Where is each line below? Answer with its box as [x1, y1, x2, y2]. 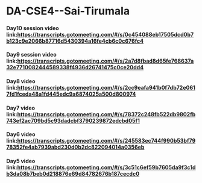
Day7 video [6, 104, 35, 111]
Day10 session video [6, 24, 59, 31]
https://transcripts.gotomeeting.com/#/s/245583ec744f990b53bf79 [17, 137, 196, 144]
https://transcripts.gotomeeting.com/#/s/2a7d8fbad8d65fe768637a [17, 57, 194, 64]
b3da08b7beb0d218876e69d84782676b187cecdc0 [6, 170, 140, 177]
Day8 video [6, 77, 36, 85]
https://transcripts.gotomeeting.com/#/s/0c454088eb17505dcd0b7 [17, 31, 194, 38]
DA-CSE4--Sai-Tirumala [6, 4, 130, 18]
